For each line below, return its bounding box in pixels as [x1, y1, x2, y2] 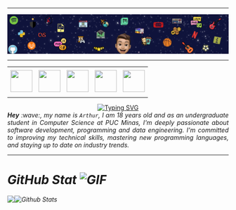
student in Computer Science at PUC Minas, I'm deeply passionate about [7, 118, 229, 126]
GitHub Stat [7, 172, 77, 188]
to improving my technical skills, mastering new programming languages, [7, 133, 229, 141]
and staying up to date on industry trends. [7, 140, 130, 149]
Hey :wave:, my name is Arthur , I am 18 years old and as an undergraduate [7, 110, 229, 119]
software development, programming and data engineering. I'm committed [7, 126, 229, 134]
